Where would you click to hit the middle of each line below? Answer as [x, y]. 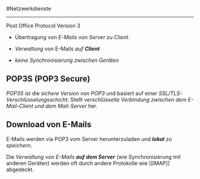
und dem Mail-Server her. [66, 106]
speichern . [19, 145]
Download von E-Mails [49, 125]
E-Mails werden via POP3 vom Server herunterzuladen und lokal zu [89, 139]
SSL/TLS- [171, 93]
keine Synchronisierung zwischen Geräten [67, 60]
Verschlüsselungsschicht [37, 99]
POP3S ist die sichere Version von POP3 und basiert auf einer [82, 93]
